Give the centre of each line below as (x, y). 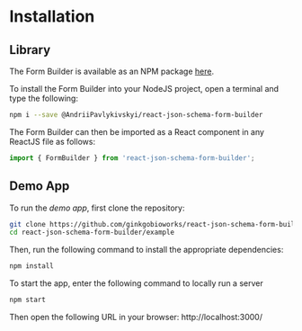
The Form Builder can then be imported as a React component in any (137, 131)
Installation (52, 17)
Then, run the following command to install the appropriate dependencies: (147, 250)
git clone (28, 224)
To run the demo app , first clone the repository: (98, 208)
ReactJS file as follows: (53, 141)
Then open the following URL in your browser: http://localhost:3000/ (136, 318)
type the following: (44, 98)
